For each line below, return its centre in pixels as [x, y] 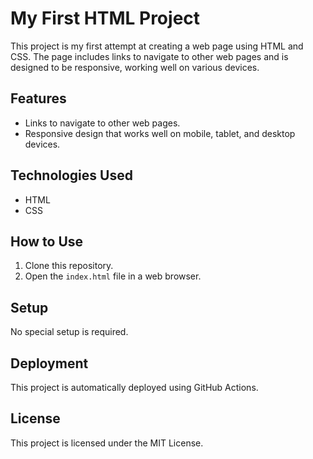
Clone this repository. [69, 266]
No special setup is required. [69, 332]
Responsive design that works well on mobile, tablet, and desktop [160, 133]
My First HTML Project [105, 18]
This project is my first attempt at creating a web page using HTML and [157, 46]
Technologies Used [71, 175]
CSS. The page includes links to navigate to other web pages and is [149, 56]
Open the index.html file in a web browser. [113, 276]
